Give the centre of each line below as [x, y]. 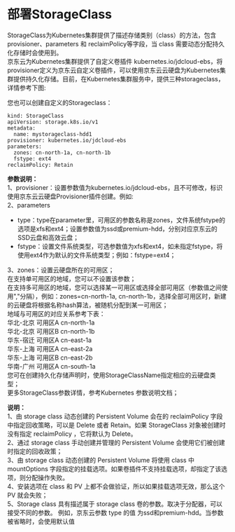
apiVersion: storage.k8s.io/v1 [53, 122]
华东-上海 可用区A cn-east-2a [50, 348]
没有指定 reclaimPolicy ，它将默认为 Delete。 [72, 434]
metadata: [22, 128]
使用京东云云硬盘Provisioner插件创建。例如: [71, 196]
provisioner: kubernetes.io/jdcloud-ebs [67, 140]
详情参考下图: [27, 88]
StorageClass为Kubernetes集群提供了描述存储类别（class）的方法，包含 [112, 35]
